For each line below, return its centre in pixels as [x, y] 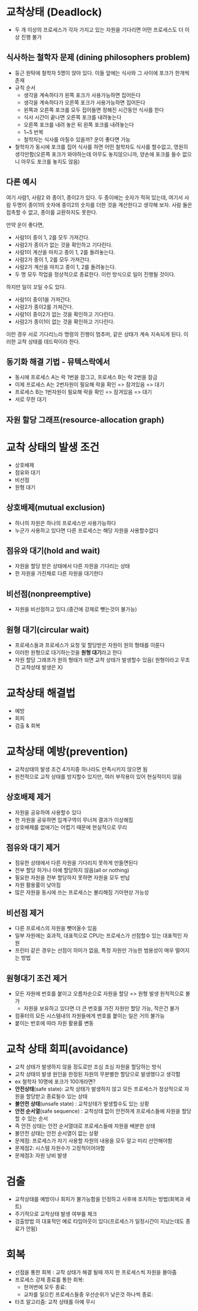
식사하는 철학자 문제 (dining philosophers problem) [98, 58]
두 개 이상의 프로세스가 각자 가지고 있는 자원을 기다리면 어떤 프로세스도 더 [99, 30]
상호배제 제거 [29, 797]
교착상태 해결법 [41, 693]
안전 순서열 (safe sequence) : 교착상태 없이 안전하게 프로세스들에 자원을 [98, 1111]
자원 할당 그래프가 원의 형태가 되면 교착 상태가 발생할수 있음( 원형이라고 [97, 659]
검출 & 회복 [27, 726]
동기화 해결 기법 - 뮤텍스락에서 [58, 362]
